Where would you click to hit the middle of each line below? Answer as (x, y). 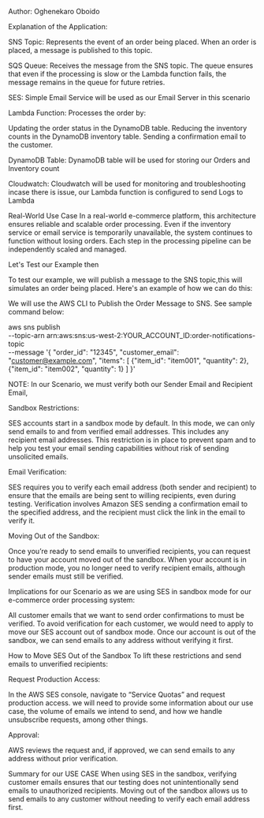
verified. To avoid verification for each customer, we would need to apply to (131, 623)
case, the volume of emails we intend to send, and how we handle (115, 711)
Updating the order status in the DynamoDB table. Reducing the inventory (128, 128)
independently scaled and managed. (67, 249)
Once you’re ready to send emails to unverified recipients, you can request (129, 551)
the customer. (31, 145)
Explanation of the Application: (58, 26)
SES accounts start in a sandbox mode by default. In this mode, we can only (132, 423)
